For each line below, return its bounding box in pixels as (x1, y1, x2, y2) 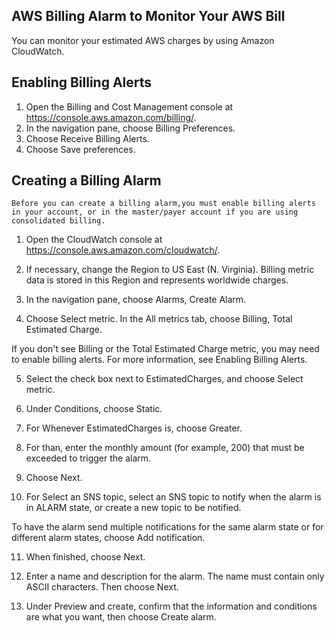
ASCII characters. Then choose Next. (25, 581, 179, 593)
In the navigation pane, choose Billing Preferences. (25, 122, 236, 134)
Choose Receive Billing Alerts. (25, 132, 150, 144)
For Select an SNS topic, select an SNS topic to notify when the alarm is (25, 491, 322, 503)
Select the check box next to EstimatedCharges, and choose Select (25, 373, 304, 385)
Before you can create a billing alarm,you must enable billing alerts (11, 199, 316, 209)
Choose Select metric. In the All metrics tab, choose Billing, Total (25, 313, 293, 325)
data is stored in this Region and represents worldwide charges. (25, 274, 289, 286)
